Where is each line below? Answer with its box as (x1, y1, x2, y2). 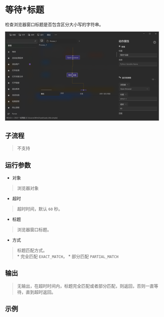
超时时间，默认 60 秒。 (17, 206, 62, 212)
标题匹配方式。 (17, 247, 47, 253)
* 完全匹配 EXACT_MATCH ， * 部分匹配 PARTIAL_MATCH (17, 253, 119, 259)
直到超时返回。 (25, 289, 56, 295)
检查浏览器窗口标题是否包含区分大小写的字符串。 (5, 21, 103, 27)
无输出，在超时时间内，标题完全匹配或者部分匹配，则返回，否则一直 (17, 283, 154, 289)
